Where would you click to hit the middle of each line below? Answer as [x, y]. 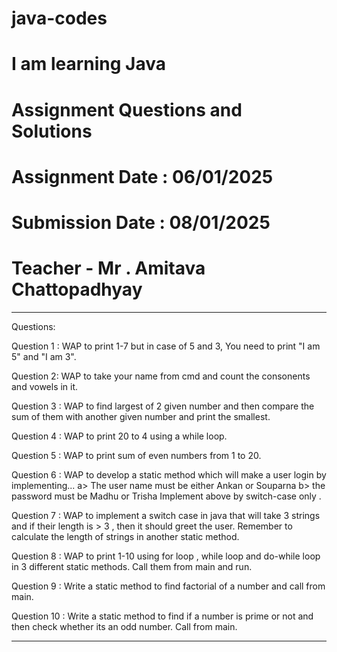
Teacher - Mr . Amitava [108, 268]
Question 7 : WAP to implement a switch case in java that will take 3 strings [166, 515]
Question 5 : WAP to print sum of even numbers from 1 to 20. [136, 455]
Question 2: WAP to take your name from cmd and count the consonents [161, 376]
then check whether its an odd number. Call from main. [124, 626]
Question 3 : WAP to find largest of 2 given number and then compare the [163, 406]
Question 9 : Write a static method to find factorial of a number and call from [168, 586]
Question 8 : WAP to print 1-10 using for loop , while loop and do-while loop [166, 556]
